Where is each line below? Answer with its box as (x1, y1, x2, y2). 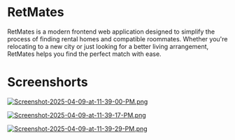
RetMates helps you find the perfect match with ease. (7, 50, 162, 58)
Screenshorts (7, 74, 89, 90)
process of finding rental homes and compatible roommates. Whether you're (7, 34, 228, 43)
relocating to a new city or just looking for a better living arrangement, (7, 42, 209, 50)
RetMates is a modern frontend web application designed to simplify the (7, 27, 215, 36)
